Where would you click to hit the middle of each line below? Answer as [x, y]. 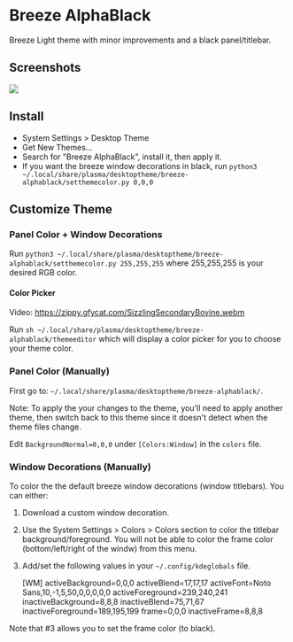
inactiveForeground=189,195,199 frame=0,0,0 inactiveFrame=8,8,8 [143, 611]
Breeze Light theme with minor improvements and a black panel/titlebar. [140, 40]
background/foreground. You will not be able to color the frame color [148, 539]
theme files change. [46, 427]
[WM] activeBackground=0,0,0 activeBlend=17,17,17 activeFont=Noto [146, 583]
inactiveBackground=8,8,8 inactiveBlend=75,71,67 [113, 602]
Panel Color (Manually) [60, 371]
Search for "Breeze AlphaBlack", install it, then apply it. [122, 157]
